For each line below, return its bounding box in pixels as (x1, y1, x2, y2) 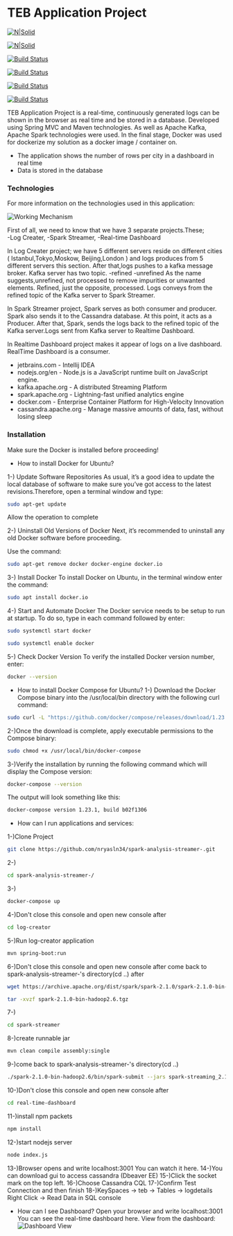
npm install (7, 1125, 42, 1132)
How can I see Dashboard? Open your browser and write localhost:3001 (17, 1207, 223, 1215)
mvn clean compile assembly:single (7, 1047, 110, 1055)
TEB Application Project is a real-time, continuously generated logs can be (7, 108, 220, 117)
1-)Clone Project (7, 832, 54, 841)
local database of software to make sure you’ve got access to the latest (7, 480, 212, 488)
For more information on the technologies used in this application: (7, 199, 196, 207)
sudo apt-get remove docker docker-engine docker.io (7, 560, 163, 568)
